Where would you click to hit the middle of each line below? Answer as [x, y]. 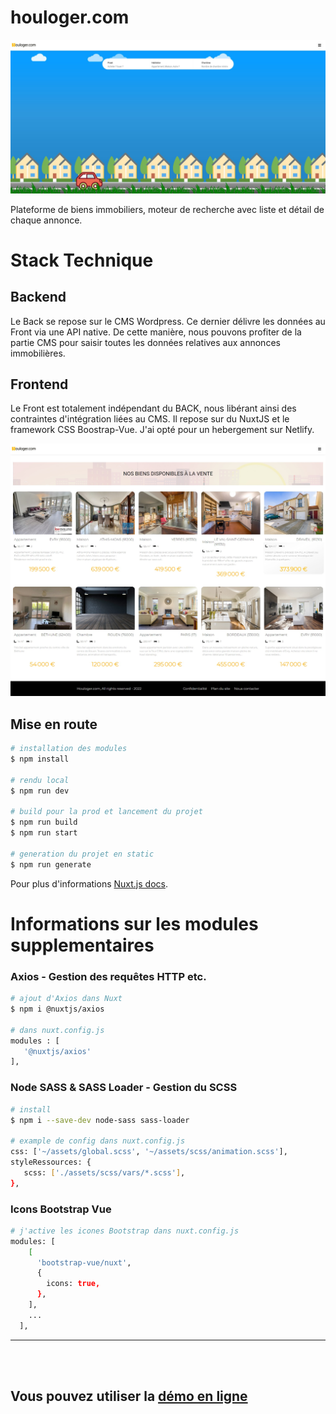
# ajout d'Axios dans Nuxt [66, 999]
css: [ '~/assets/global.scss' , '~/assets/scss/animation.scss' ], [149, 1152]
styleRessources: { [51, 1162]
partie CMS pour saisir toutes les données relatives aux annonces [145, 342]
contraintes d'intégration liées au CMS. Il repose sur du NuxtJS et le [150, 419]
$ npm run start [44, 833]
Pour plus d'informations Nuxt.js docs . [89, 883]
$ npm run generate [51, 864]
